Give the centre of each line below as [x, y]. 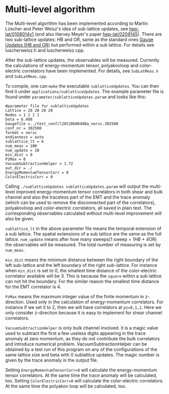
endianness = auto [24, 137]
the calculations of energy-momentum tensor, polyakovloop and [72, 65]
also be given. [20, 218]
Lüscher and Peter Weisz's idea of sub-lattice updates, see [67, 28]
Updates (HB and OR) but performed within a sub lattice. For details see [80, 45]
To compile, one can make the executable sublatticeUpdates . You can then [82, 86]
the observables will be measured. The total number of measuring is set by [83, 245]
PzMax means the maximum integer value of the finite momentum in [75, 296]
